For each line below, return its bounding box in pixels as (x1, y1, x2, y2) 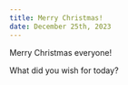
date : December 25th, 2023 (9, 22, 112, 31)
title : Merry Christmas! (9, 13, 103, 23)
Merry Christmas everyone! (9, 47, 112, 58)
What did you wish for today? (9, 65, 120, 76)
